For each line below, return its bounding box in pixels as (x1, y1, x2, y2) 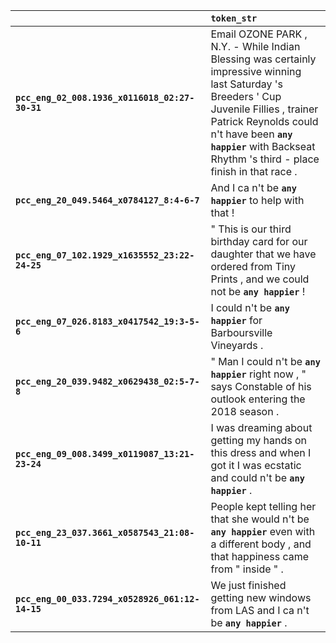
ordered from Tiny (210, 260, 297, 273)
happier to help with (210, 194, 305, 207)
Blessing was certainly (210, 52, 317, 66)
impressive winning (210, 65, 302, 78)
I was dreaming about (210, 421, 313, 434)
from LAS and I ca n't (210, 604, 310, 617)
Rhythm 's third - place (210, 152, 320, 166)
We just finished (210, 579, 287, 592)
